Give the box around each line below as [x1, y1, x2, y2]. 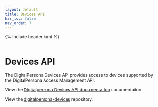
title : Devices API [5, 12, 45, 17]
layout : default [5, 7, 38, 12]
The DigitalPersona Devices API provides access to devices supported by [5, 72, 153, 78]
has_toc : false [5, 16, 36, 21]
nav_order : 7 [5, 20, 32, 26]
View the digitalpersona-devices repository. [5, 96, 93, 102]
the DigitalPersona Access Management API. [5, 77, 95, 83]
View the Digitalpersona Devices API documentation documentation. [5, 87, 143, 93]
